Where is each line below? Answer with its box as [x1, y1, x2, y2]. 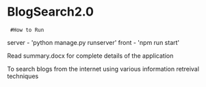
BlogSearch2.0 [7, 4, 94, 20]
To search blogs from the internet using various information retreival [7, 65, 200, 73]
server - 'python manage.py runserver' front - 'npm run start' [7, 38, 180, 46]
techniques [7, 72, 39, 80]
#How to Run [10, 27, 44, 33]
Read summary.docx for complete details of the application [7, 52, 174, 60]
